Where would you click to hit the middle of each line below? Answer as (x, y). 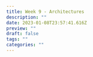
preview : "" (21, 28)
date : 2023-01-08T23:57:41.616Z (46, 23)
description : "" (26, 17)
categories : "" (25, 45)
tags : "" (17, 39)
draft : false (22, 34)
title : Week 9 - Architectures (45, 12)
